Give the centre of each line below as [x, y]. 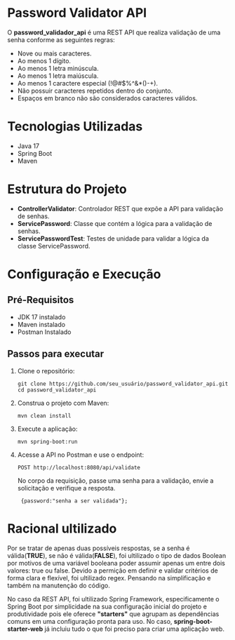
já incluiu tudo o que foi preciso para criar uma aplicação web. [134, 629]
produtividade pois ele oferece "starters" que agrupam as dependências [113, 614]
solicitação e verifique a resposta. [66, 488]
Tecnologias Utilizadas [75, 127]
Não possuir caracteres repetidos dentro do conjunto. [95, 91]
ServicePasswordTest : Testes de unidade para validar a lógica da [113, 238]
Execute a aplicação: [47, 429]
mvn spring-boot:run [47, 441]
